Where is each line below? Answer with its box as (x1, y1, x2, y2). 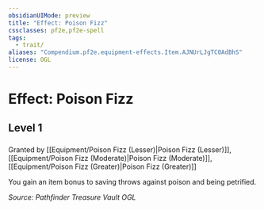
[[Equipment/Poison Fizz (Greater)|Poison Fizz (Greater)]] (8, 162, 197, 171)
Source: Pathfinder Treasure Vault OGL (8, 193, 136, 202)
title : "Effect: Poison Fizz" (8, 19, 109, 27)
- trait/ (15, 41, 44, 49)
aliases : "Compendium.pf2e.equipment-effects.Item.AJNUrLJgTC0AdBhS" (8, 48, 243, 56)
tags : (8, 33, 26, 42)
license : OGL (8, 56, 52, 64)
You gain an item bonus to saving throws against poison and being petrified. (8, 178, 257, 187)
